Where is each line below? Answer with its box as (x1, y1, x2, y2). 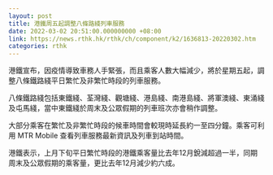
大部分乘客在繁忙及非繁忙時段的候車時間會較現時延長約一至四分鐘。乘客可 (8, 120, 258, 130)
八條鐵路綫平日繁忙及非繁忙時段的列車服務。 (15, 76, 165, 85)
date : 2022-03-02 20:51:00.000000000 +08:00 (8, 27, 162, 35)
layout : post (8, 11, 53, 20)
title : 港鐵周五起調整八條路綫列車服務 (8, 20, 125, 28)
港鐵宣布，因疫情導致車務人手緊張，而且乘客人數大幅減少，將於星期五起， (8, 66, 258, 76)
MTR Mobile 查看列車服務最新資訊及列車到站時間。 (17, 131, 188, 141)
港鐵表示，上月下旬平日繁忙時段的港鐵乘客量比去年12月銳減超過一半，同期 (8, 148, 258, 158)
